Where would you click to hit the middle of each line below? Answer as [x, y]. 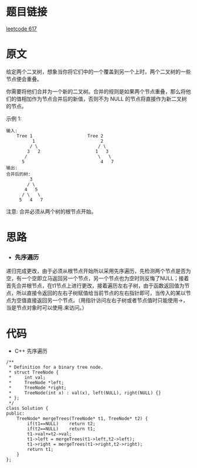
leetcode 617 [21, 28]
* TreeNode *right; [38, 388]
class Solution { [27, 409]
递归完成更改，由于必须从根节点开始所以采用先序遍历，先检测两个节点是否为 [98, 271]
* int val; [27, 378]
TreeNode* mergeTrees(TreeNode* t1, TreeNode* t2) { [82, 419]
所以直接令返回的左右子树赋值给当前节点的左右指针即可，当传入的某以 [101, 293]
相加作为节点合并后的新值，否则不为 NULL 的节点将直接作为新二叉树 [104, 99]
